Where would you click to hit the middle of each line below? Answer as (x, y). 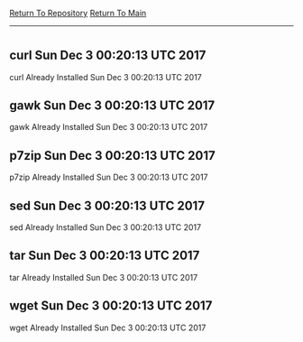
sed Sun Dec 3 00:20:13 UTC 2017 (107, 205)
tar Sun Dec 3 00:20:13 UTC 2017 (105, 256)
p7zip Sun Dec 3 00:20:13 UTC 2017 (112, 156)
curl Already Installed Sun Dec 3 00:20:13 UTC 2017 (106, 77)
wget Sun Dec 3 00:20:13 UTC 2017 (111, 306)
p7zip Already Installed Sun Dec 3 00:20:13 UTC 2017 (109, 177)
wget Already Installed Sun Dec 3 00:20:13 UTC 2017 (108, 328)
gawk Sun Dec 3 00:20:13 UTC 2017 (112, 106)
